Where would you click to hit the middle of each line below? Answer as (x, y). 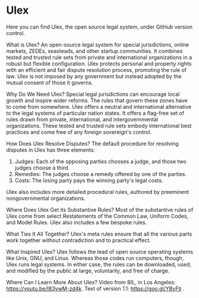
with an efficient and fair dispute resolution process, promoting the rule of (97, 70)
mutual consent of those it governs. (50, 82)
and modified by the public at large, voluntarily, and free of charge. (88, 271)
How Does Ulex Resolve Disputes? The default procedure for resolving (93, 143)
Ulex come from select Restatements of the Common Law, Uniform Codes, (97, 216)
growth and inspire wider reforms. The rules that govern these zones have (97, 100)
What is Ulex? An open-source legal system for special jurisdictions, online (98, 45)
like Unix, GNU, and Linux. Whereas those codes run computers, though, (95, 258)
